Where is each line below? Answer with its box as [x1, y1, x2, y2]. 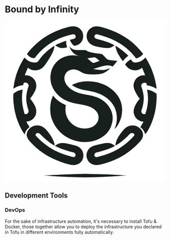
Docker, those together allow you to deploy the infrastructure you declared [5, 223, 162, 230]
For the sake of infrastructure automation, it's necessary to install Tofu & [5, 218, 157, 224]
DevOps [5, 206, 26, 214]
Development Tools [5, 191, 68, 200]
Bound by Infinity [5, 4, 80, 15]
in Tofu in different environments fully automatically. [5, 229, 114, 235]
